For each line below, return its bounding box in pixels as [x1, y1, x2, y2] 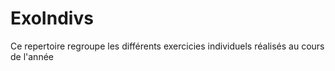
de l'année [10, 50, 54, 62]
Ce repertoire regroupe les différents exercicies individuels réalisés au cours [10, 40, 325, 52]
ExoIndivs [10, 7, 94, 30]
